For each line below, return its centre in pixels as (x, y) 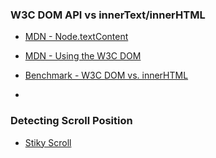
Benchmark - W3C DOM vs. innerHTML (106, 75)
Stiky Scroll (48, 142)
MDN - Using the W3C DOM (83, 56)
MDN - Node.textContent (76, 37)
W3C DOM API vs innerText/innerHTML (108, 15)
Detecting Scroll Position (71, 121)
